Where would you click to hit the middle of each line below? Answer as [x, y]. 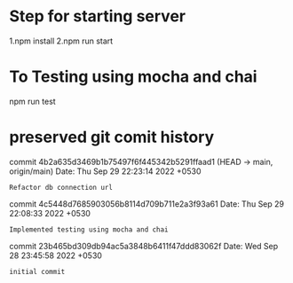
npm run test [32, 101]
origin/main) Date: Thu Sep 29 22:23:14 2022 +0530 [105, 171]
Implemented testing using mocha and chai [89, 229]
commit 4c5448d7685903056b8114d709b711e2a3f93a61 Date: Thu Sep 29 [147, 204]
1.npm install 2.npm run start [61, 41]
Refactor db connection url [61, 187]
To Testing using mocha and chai [133, 77]
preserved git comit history [112, 137]
